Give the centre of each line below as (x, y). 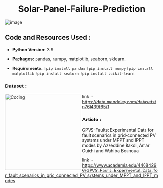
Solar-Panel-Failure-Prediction (82, 9)
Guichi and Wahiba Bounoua (110, 151)
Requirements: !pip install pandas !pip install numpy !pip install (82, 68)
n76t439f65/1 (96, 107)
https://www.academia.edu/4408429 (119, 165)
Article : (91, 119)
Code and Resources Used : (48, 38)
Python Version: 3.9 (33, 49)
